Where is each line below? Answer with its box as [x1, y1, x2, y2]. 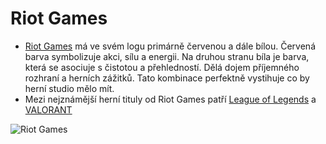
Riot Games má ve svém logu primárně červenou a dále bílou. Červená [24, 40, 316, 52]
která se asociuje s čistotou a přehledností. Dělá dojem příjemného [24, 61, 300, 73]
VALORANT [24, 103, 73, 116]
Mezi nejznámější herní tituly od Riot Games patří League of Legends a [24, 93, 317, 105]
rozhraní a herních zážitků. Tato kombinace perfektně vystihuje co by [24, 72, 310, 84]
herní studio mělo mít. [24, 82, 115, 94]
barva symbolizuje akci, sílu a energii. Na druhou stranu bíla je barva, [24, 50, 310, 62]
